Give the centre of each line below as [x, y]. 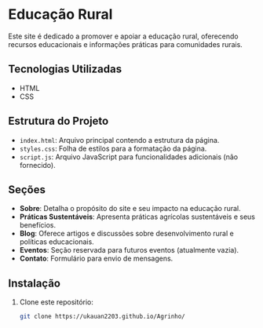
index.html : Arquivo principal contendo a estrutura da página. [119, 140]
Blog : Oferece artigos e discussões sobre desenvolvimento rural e [126, 234]
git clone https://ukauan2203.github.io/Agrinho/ [102, 317]
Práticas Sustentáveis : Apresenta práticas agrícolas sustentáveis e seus [137, 217]
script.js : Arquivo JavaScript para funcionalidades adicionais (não [128, 157]
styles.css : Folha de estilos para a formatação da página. [113, 148]
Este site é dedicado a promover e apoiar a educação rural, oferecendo [124, 36]
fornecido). [38, 165]
